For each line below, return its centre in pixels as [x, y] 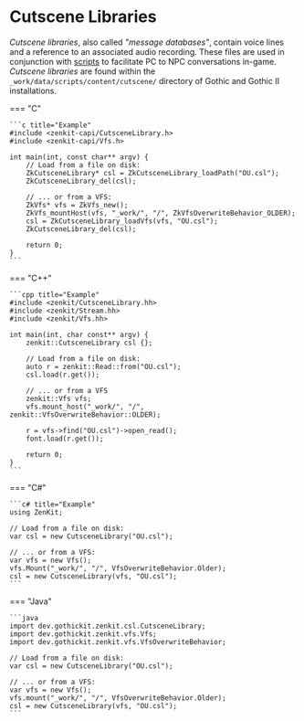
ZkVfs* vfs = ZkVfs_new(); [77, 205]
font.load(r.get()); [65, 439]
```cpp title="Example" [55, 294]
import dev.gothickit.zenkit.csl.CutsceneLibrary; [108, 626]
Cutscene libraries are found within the [83, 71]
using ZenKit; [37, 512]
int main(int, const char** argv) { [79, 157]
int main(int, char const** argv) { [79, 334]
